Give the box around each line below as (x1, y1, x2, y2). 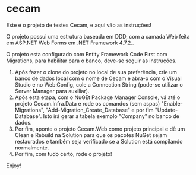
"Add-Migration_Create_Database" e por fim (45, 106, 154, 113)
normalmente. (14, 144, 49, 151)
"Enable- (161, 100, 183, 107)
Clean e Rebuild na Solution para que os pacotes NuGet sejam (14, 131, 167, 138)
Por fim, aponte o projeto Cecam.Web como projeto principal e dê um (14, 125, 185, 132)
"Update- (154, 106, 178, 113)
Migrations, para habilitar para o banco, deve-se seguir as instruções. (6, 57, 177, 64)
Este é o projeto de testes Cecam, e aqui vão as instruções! (6, 21, 151, 28)
